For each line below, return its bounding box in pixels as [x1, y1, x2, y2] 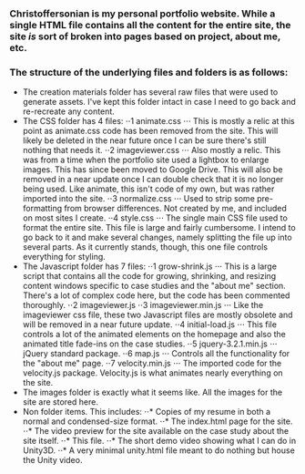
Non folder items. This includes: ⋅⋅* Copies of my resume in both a [22, 407, 271, 417]
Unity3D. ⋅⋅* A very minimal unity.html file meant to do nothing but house [22, 445, 296, 456]
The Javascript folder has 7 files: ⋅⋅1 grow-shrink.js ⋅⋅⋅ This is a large [22, 261, 278, 272]
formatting [22, 203, 62, 214]
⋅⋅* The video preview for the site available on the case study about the [22, 426, 290, 437]
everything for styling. [22, 252, 107, 263]
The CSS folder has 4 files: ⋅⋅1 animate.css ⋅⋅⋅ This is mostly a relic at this [22, 116, 295, 127]
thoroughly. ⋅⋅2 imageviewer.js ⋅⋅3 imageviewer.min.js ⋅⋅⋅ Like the [22, 300, 264, 311]
